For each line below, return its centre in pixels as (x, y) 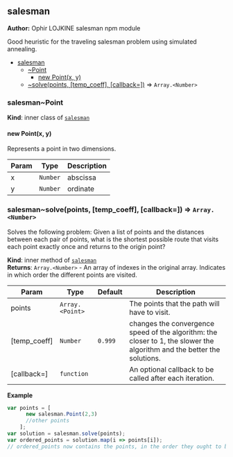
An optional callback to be (172, 369)
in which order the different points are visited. (72, 275)
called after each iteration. (172, 378)
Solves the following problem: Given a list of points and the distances (106, 232)
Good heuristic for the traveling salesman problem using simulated (102, 42)
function (74, 373)
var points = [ (29, 408)
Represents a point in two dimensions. (62, 149)
